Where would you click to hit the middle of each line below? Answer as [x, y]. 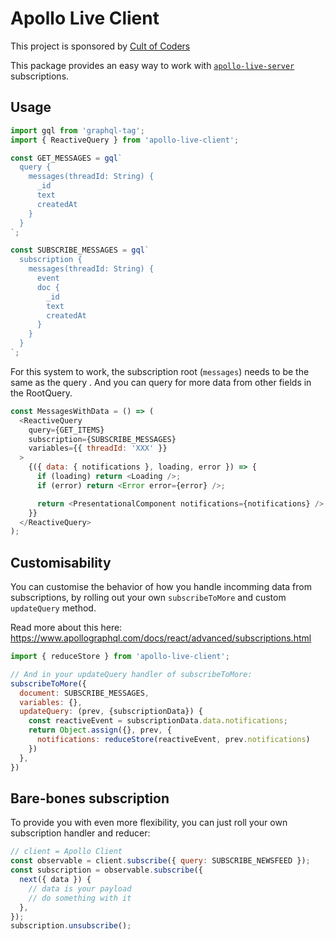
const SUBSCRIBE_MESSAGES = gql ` [80, 250]
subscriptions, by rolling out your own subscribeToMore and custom [148, 598]
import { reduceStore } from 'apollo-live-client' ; [120, 657]
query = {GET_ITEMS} [66, 430]
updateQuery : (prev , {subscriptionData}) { [111, 712]
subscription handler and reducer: [80, 833]
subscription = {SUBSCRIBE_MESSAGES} [102, 439]
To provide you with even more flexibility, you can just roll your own [149, 823]
